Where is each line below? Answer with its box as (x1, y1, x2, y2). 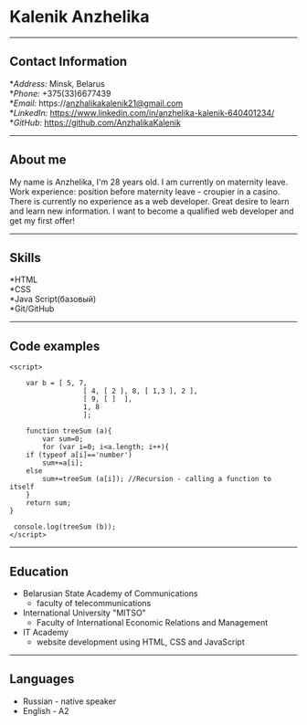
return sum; (26, 499, 71, 508)
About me (9, 152, 67, 168)
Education (9, 563, 69, 579)
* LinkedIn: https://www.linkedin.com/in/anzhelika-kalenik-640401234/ (9, 107, 275, 118)
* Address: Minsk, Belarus (9, 78, 105, 89)
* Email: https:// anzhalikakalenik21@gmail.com (9, 98, 184, 109)
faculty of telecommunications (36, 598, 152, 608)
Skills (9, 249, 41, 266)
